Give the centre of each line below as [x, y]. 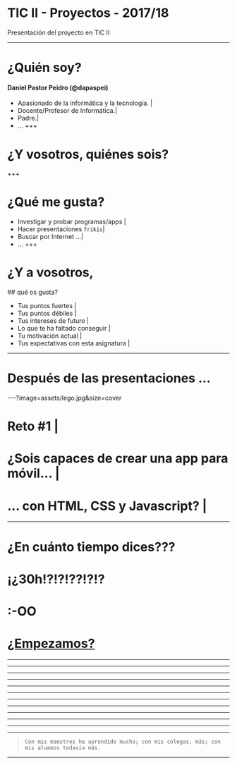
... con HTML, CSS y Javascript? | [107, 506]
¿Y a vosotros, [50, 273]
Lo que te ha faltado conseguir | [64, 329]
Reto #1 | [33, 426]
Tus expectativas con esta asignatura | [74, 343]
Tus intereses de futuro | [53, 321]
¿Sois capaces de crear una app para [118, 459]
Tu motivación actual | [50, 336]
